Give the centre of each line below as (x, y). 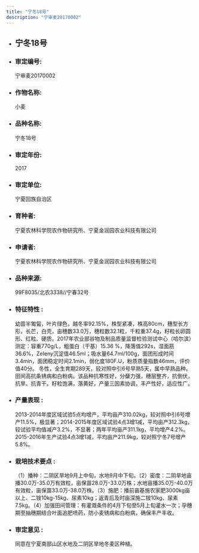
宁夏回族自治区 (33, 199)
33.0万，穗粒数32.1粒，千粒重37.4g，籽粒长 (126, 331)
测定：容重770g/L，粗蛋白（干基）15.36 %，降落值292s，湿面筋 (94, 346)
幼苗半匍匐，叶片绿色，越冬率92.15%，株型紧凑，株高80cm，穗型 (96, 323)
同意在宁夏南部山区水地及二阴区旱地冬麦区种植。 (75, 544)
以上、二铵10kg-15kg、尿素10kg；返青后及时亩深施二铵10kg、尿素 (96, 498)
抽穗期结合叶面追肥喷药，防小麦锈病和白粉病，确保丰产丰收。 (101, 513)
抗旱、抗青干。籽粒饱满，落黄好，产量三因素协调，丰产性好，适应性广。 (104, 383)
